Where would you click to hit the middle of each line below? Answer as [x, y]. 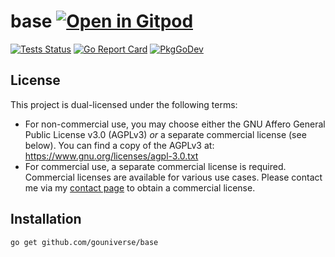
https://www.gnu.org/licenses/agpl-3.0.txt [111, 156]
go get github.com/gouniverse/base [84, 242]
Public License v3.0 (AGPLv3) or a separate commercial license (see [165, 134]
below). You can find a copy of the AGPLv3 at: [119, 145]
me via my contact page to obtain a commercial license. [140, 187]
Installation [46, 219]
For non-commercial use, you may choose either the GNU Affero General [175, 124]
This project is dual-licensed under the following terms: [124, 104]
